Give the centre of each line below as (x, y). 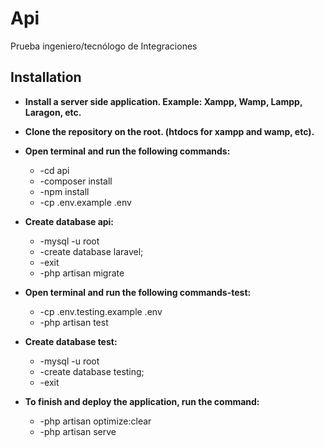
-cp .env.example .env (85, 202)
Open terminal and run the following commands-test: (138, 292)
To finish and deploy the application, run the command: (142, 401)
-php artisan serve (78, 431)
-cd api (54, 170)
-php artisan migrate (82, 273)
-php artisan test (74, 322)
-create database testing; (92, 371)
